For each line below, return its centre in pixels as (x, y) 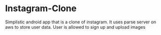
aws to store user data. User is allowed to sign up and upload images (75, 27)
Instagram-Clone (41, 9)
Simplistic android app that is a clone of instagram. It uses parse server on (81, 22)
